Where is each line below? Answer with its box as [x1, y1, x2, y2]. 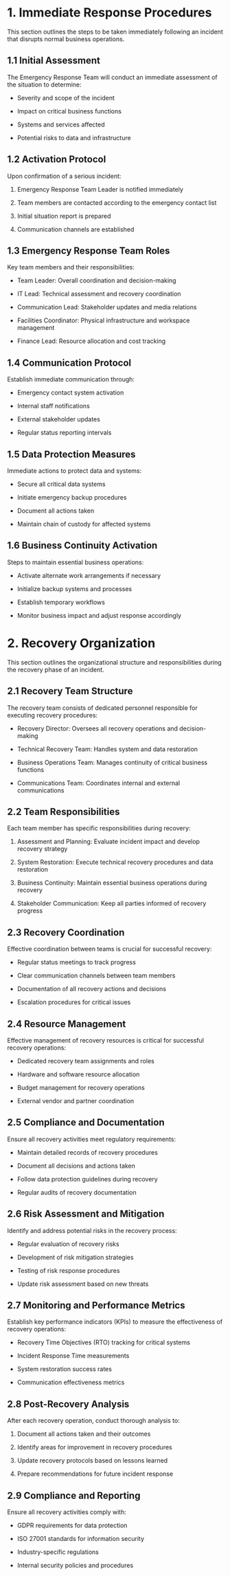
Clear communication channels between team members [16, 971, 176, 980]
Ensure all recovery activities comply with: [7, 1508, 127, 1516]
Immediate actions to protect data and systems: [7, 467, 142, 475]
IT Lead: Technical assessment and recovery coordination [16, 290, 181, 298]
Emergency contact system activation [16, 388, 124, 397]
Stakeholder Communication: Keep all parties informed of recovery [16, 899, 207, 908]
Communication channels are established [16, 225, 135, 233]
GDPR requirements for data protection [16, 1521, 128, 1530]
